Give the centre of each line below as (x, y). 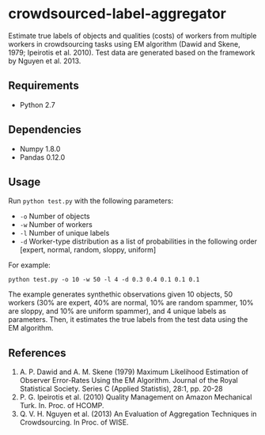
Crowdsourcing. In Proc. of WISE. (74, 422)
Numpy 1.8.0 (40, 149)
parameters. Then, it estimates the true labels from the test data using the (128, 320)
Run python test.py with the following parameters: (91, 201)
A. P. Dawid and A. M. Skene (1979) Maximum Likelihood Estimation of (134, 372)
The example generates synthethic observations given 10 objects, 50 (121, 294)
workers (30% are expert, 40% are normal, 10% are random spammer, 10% (131, 303)
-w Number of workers (56, 225)
